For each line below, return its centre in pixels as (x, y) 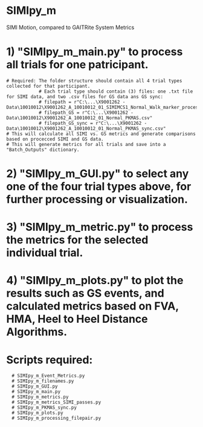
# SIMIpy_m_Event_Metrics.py (48, 376)
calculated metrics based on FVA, (93, 306)
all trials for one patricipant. (78, 65)
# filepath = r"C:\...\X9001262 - (82, 102)
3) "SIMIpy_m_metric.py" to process (100, 227)
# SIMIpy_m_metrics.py (40, 397)
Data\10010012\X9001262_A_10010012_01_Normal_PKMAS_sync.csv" (86, 128)
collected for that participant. (48, 86)
